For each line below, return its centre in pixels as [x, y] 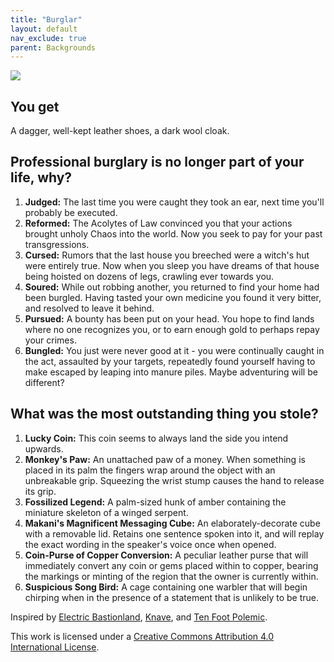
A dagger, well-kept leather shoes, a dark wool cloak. [120, 131]
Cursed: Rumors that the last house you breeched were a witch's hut [167, 255]
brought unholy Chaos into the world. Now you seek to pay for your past [173, 233]
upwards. [44, 448]
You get [35, 106]
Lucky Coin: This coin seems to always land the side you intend [156, 438]
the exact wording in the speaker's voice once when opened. [150, 544]
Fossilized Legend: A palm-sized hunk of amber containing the [155, 502]
